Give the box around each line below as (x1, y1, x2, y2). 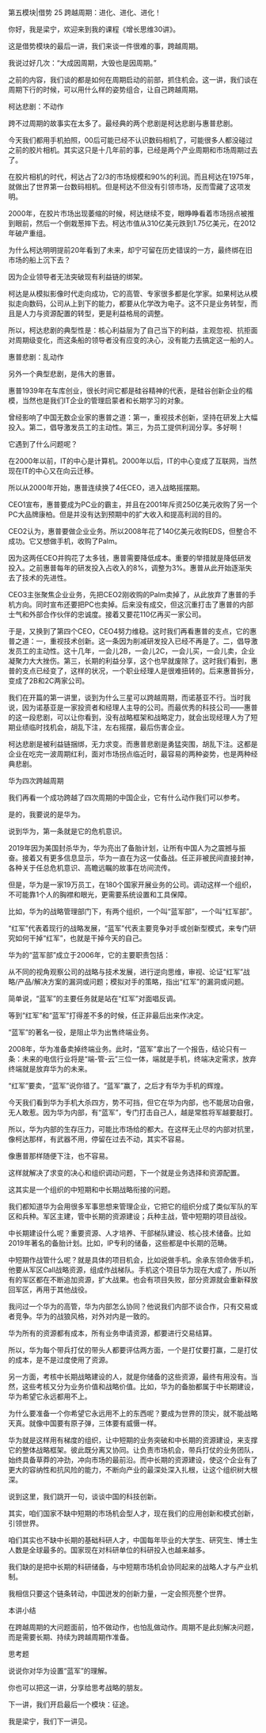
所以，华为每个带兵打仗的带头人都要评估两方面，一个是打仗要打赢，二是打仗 (8, 1346, 258, 1354)
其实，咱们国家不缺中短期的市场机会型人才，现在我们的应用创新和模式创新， (8, 1509, 258, 1518)
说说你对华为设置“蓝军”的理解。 (8, 1666, 112, 1675)
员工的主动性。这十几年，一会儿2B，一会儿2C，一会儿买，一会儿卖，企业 (14, 646, 256, 656)
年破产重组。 (8, 229, 50, 238)
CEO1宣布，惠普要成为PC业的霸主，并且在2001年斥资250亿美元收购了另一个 (8, 500, 258, 509)
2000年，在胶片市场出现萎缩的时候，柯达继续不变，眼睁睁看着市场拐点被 (8, 209, 248, 218)
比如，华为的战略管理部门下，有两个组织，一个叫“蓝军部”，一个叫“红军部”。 (8, 907, 256, 916)
